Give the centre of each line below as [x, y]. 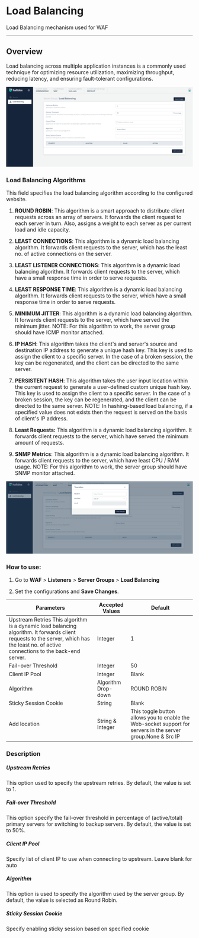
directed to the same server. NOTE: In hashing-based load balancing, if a [103, 406]
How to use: [24, 567]
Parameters [50, 608]
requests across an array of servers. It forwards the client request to [98, 217]
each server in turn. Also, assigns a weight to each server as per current [103, 223]
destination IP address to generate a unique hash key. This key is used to [104, 350]
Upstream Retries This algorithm [48, 620]
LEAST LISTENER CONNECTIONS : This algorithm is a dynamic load [97, 265]
